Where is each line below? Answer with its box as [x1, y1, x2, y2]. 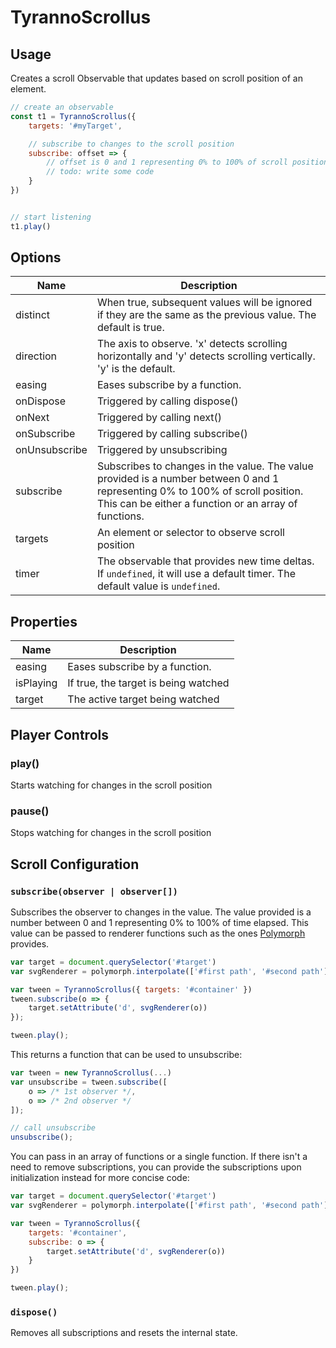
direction [15, 349, 58, 363]
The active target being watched [67, 692, 220, 706]
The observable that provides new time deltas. [96, 554, 315, 568]
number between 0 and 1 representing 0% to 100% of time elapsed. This [10, 916, 309, 928]
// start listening [10, 212, 92, 222]
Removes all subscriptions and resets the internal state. [10, 1327, 238, 1339]
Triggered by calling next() [96, 411, 222, 425]
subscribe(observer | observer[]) [10, 886, 178, 897]
